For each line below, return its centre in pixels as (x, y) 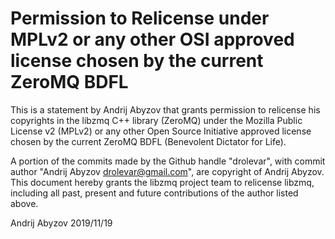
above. (24, 203)
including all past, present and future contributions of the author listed (154, 193)
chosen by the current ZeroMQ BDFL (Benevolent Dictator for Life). (148, 141)
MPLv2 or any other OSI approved (152, 39)
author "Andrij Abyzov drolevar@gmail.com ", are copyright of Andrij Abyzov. (167, 171)
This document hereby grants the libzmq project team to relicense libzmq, (162, 182)
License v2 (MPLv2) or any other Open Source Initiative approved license (161, 131)
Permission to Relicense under (140, 18)
